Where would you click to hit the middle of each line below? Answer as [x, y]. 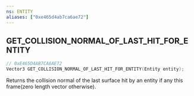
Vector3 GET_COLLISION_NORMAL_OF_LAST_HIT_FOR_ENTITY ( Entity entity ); [95, 69]
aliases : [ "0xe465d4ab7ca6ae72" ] [47, 17]
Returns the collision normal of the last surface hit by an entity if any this [95, 81]
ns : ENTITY [20, 11]
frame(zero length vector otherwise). [51, 87]
